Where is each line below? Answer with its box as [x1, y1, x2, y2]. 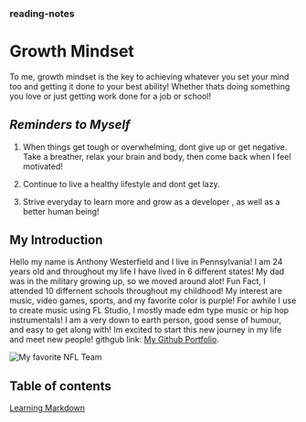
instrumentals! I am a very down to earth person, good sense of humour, [9, 314, 282, 326]
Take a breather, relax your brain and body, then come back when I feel [22, 151, 291, 162]
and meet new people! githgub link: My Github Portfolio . [9, 334, 219, 345]
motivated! [22, 161, 64, 172]
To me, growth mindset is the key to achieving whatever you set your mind [9, 71, 290, 82]
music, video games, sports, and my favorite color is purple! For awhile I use [9, 295, 297, 306]
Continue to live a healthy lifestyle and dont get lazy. [22, 178, 221, 189]
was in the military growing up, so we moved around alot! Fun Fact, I [9, 276, 267, 287]
